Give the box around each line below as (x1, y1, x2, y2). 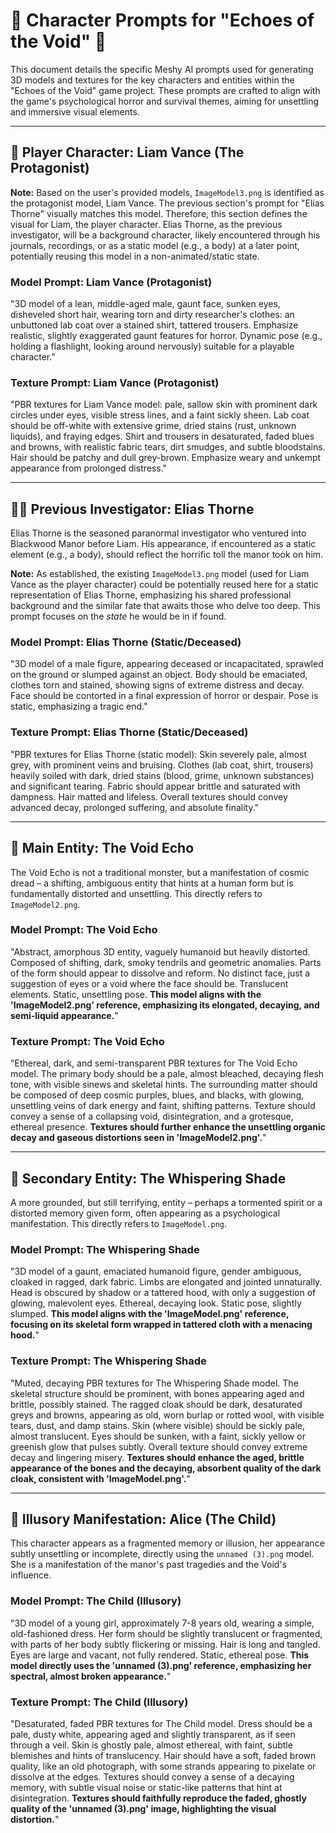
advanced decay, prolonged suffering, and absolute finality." (10, 801, 260, 813)
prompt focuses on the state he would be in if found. (10, 610, 227, 623)
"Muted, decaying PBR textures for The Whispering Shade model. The (10, 1377, 299, 1389)
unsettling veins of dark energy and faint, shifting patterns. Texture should (10, 1100, 316, 1112)
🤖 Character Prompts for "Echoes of (10, 9, 315, 32)
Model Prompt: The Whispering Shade (10, 1242, 200, 1256)
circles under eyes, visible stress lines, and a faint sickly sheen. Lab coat (10, 409, 310, 421)
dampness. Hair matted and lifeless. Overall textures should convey (10, 790, 288, 803)
